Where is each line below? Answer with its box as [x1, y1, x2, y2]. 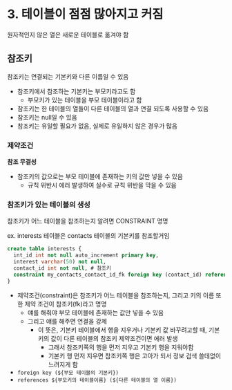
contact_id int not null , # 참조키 [13, 264, 112, 272]
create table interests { [7, 245, 81, 252]
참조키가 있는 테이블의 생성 [7, 200, 91, 210]
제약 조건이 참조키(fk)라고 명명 [24, 299, 107, 308]
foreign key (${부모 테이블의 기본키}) [17, 369, 119, 376]
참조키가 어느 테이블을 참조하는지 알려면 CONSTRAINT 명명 [7, 217, 168, 225]
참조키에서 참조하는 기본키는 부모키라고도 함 [17, 87, 136, 95]
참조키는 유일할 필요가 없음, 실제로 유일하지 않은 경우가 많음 [17, 122, 178, 130]
